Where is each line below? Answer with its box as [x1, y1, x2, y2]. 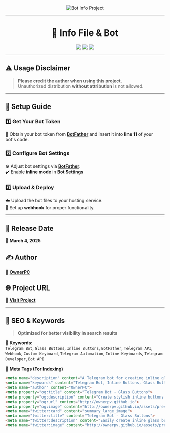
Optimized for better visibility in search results [17, 330, 118, 336]
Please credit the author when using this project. [17, 78, 122, 84]
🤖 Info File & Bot [51, 27, 119, 39]
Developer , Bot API [5, 356, 45, 362]
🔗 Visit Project [5, 297, 36, 303]
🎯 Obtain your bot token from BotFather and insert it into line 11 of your [5, 131, 153, 137]
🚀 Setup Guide [5, 102, 52, 111]
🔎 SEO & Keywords [5, 316, 65, 325]
